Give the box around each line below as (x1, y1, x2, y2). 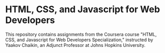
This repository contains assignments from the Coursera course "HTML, (5, 31, 157, 37)
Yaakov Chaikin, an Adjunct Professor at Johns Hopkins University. (5, 42, 146, 48)
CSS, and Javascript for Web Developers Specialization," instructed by (5, 37, 154, 43)
